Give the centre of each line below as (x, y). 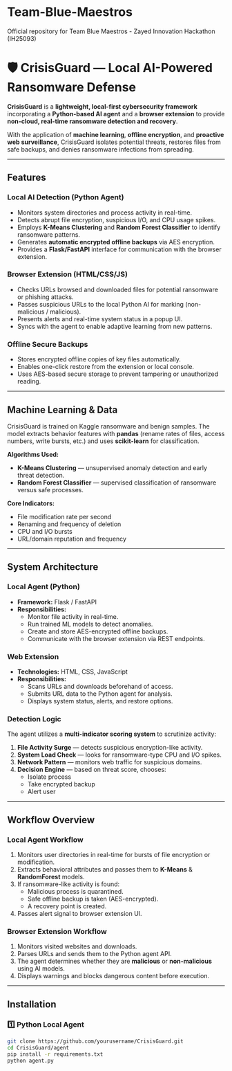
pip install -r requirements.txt (55, 1054)
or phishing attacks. (45, 297)
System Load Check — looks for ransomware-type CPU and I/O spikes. (119, 755)
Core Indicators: (31, 503)
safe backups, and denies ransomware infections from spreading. (101, 149)
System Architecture (53, 567)
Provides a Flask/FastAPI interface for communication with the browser (119, 249)
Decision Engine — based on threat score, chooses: (92, 770)
